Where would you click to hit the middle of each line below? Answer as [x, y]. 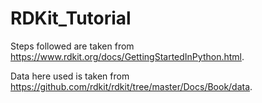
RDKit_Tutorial [71, 18]
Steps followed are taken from [72, 46]
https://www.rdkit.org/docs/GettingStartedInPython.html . [127, 56]
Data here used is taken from [70, 76]
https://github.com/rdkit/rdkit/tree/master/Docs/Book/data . [131, 86]
